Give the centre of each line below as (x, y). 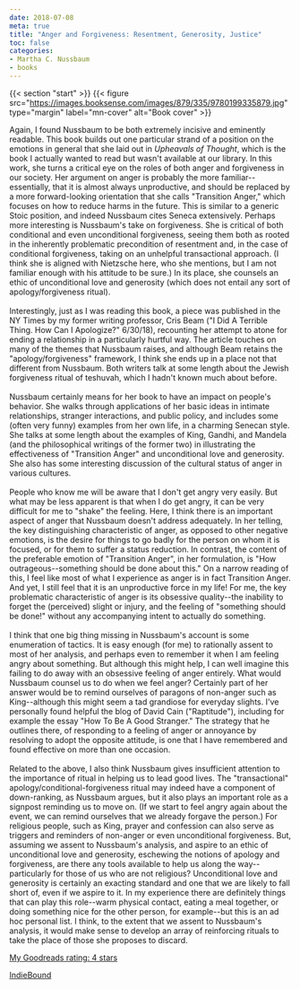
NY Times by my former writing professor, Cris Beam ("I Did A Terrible (139, 320)
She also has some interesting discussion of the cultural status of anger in (146, 463)
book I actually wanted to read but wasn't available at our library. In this (141, 158)
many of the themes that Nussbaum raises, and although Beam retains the (146, 349)
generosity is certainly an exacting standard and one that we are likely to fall (150, 883)
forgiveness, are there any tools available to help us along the (123, 863)
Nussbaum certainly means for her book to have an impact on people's (140, 397)
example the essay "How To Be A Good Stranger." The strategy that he (140, 721)
